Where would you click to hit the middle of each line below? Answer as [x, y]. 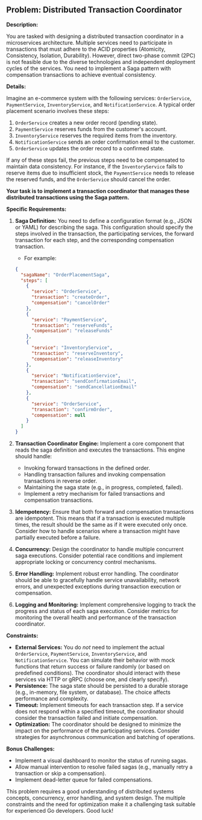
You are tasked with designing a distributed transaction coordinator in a [95, 36]
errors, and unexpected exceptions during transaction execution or [98, 587]
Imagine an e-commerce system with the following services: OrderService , [99, 98]
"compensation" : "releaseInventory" [77, 359]
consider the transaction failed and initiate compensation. [86, 718]
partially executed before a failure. [58, 537]
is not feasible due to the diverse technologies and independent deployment [101, 62]
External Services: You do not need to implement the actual [90, 647]
